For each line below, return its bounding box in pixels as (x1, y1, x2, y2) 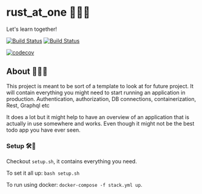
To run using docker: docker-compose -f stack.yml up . (6, 181, 143, 189)
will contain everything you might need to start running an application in (6, 89, 186, 96)
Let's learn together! (6, 25, 58, 33)
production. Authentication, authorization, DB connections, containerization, (6, 95, 197, 102)
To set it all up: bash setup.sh (6, 169, 80, 177)
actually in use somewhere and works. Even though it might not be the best (6, 120, 195, 127)
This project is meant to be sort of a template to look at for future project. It (6, 82, 194, 89)
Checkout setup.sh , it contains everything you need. (6, 158, 138, 165)
